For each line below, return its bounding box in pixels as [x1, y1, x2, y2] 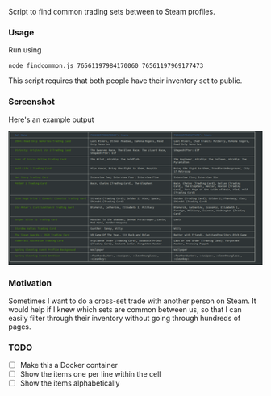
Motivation [8, 277, 52, 289]
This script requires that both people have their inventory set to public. [8, 76, 243, 85]
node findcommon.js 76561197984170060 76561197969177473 [8, 62, 204, 70]
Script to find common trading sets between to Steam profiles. [8, 7, 215, 16]
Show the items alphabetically [19, 378, 120, 388]
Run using [8, 45, 42, 55]
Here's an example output [8, 115, 94, 124]
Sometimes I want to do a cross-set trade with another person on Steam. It [8, 296, 256, 306]
